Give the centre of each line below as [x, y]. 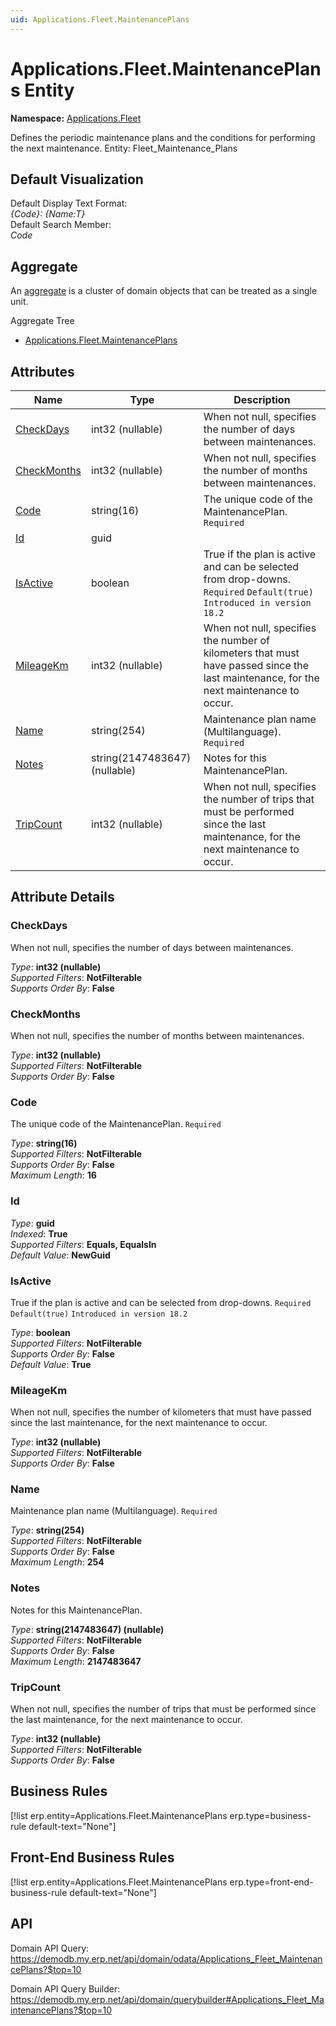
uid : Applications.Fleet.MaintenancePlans [100, 19]
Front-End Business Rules [92, 1857]
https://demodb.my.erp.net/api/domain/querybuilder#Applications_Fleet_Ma [167, 1999]
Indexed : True [39, 1233]
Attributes [42, 371]
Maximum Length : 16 [53, 1175]
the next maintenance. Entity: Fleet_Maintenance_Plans [124, 148]
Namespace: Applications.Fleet [76, 118]
